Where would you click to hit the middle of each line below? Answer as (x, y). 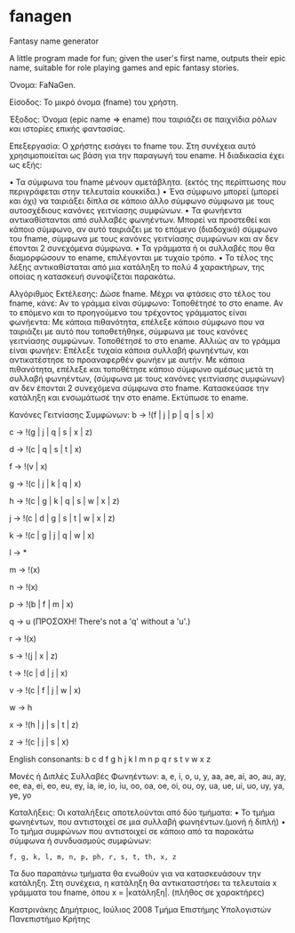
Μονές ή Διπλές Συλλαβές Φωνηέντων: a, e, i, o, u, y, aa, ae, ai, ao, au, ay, (148, 776)
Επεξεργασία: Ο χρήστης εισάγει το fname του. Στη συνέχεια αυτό (132, 146)
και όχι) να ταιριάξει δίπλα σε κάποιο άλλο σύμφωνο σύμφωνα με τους (142, 201)
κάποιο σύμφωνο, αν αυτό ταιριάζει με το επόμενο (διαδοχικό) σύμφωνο (144, 229)
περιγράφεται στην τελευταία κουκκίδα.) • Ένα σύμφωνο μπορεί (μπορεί (144, 191)
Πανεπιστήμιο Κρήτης (50, 919)
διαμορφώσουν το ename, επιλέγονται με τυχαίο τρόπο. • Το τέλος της (141, 257)
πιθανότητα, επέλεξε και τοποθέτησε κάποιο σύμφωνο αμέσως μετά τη (141, 369)
